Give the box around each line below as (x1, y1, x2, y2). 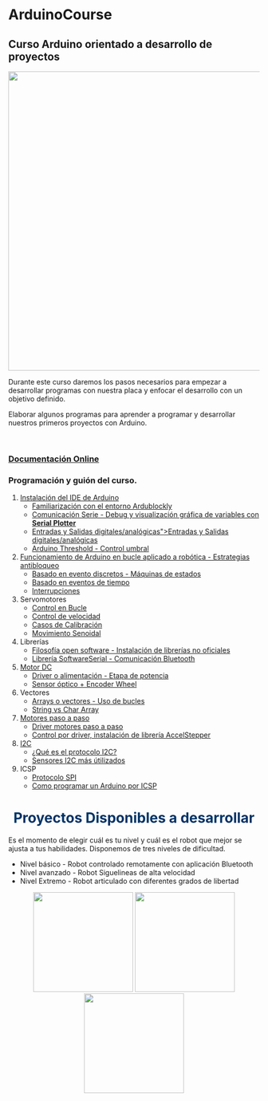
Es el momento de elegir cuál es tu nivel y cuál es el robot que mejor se (8, 835, 242, 845)
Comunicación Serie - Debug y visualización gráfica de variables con (31, 510, 259, 519)
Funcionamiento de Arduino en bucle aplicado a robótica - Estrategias (19, 552, 250, 562)
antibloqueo (19, 561, 60, 570)
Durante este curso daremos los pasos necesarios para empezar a (8, 377, 227, 386)
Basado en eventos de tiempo (31, 578, 130, 587)
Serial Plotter (31, 519, 77, 528)
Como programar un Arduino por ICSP (31, 781, 157, 791)
